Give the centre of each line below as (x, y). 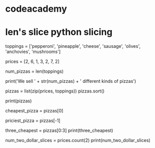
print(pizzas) (19, 101)
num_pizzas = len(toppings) (35, 71)
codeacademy (36, 9)
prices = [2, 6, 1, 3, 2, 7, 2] (33, 62)
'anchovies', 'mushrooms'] (33, 52)
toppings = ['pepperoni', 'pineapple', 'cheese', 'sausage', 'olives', (73, 46)
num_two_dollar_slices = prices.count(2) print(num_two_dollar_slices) (78, 140)
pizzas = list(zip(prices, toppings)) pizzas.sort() (55, 91)
